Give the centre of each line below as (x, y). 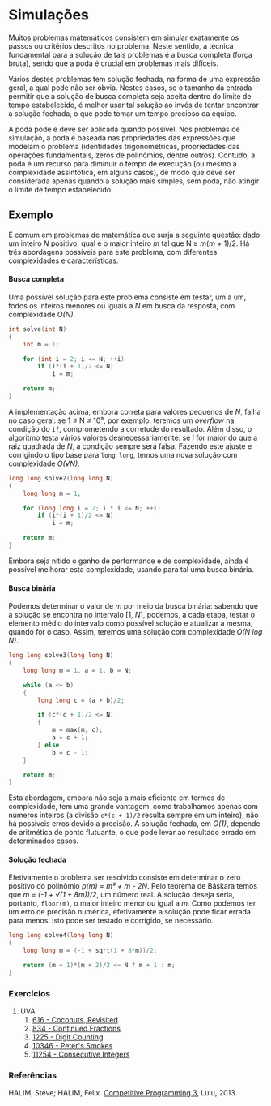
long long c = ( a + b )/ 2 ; (81, 700)
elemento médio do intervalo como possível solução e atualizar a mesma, (131, 623)
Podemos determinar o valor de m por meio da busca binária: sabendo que (133, 606)
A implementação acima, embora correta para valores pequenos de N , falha (135, 411)
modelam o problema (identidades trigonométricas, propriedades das (124, 146)
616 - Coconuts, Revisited (75, 1020)
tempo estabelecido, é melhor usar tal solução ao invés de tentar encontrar (133, 105)
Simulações (49, 15)
